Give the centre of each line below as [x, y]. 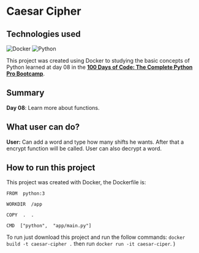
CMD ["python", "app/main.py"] [49, 226]
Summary [25, 93]
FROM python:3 [26, 194]
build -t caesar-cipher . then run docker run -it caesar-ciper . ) [91, 244]
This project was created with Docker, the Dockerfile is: [76, 182]
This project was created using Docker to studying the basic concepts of [98, 60]
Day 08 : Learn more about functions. [53, 107]
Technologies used [43, 34]
